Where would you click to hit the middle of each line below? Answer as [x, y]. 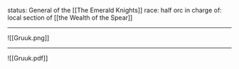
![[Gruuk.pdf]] [28, 58]
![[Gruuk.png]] [28, 38]
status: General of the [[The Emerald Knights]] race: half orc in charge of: [115, 10]
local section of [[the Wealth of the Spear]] [70, 18]
